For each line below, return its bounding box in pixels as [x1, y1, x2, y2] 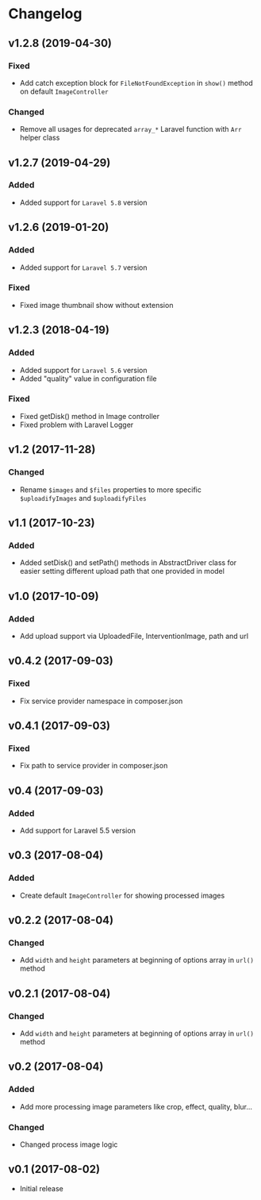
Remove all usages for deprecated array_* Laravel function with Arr [19, 125, 242, 134]
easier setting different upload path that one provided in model [19, 567, 225, 576]
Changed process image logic [19, 1140, 118, 1149]
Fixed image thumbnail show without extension [19, 300, 174, 310]
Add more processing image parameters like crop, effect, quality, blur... [19, 1102, 252, 1111]
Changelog [8, 5, 83, 23]
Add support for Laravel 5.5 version [19, 825, 136, 835]
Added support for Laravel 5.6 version [19, 365, 148, 375]
